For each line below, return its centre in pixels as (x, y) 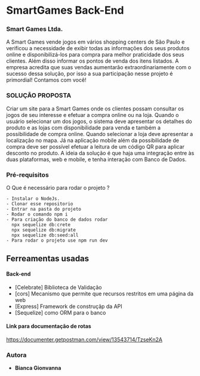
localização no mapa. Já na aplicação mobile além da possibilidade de (93, 140)
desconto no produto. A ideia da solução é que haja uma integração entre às (100, 153)
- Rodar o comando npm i (37, 215)
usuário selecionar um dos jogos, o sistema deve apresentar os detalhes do (99, 121)
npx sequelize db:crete (41, 225)
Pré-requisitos (27, 175)
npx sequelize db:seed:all (45, 235)
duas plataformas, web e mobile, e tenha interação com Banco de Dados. (96, 159)
